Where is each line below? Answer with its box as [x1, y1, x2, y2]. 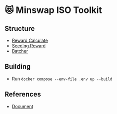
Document [11, 103, 33, 109]
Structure [4, 24, 35, 33]
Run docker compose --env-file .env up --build [11, 76, 113, 82]
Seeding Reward [11, 43, 46, 49]
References [4, 90, 41, 99]
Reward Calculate [11, 37, 48, 43]
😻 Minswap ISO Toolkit [4, 4, 102, 16]
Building [4, 62, 31, 71]
